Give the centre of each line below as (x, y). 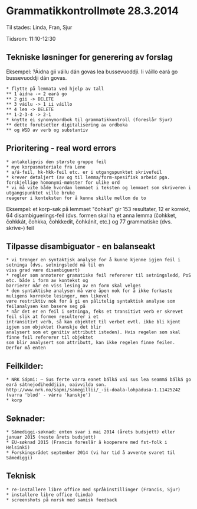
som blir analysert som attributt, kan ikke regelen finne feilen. (91, 343)
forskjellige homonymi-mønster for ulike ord (63, 182)
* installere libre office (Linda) (50, 495)
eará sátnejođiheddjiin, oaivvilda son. (57, 385)
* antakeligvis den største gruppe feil (57, 162)
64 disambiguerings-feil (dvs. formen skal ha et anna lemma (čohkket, (91, 215)
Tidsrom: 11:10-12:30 (31, 38)
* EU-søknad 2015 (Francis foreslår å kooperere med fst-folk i (87, 442)
